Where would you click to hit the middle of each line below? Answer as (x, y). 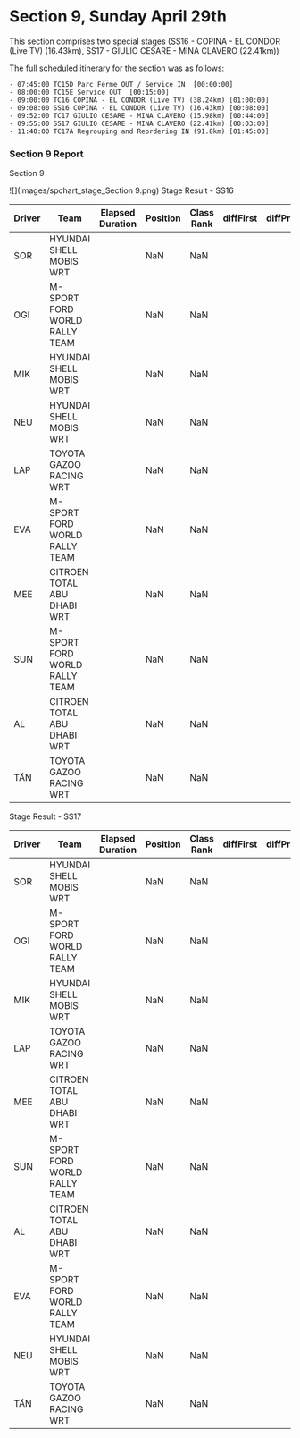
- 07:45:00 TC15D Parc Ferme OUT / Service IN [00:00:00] (121, 84)
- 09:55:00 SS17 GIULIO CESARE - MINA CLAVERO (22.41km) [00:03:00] (139, 123)
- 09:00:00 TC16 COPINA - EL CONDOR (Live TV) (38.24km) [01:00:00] (139, 100)
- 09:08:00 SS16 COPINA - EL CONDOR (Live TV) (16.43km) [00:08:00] (139, 108)
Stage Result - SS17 (46, 816)
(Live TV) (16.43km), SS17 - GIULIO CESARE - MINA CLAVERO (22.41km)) (144, 50)
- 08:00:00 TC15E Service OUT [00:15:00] (89, 92)
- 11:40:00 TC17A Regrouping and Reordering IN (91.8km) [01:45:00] (139, 131)
